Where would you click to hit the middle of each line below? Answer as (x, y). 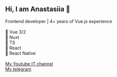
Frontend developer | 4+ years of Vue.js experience (59, 21)
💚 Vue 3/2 (16, 32)
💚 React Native (21, 53)
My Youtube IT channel (29, 63)
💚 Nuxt (12, 37)
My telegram (18, 69)
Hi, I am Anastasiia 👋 (38, 9)
